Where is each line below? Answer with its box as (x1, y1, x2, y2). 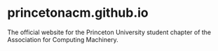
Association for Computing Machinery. (7, 35, 118, 43)
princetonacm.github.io (7, 5, 149, 21)
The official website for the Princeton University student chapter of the (7, 28, 212, 36)
